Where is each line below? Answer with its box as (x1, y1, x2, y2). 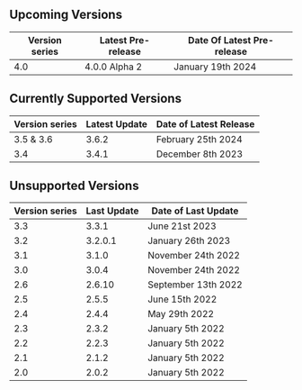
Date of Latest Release (155, 117, 255, 130)
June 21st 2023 (147, 220, 218, 232)
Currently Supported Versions (9, 91, 182, 106)
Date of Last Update (151, 204, 239, 217)
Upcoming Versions (9, 7, 123, 23)
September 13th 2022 (147, 278, 243, 291)
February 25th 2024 (155, 132, 243, 145)
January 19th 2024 (173, 60, 257, 73)
